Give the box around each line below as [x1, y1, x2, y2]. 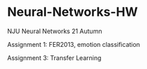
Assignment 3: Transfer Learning [7, 53, 102, 62]
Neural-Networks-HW [7, 4, 138, 20]
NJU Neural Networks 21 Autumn [7, 27, 102, 35]
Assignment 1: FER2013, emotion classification [7, 40, 141, 48]
